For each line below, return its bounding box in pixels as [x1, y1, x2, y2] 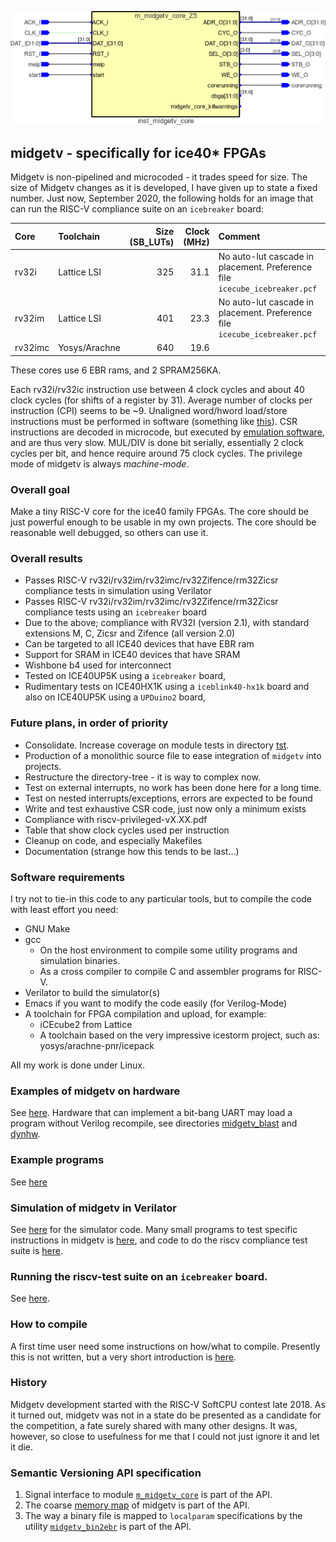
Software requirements [10, 870, 126, 884]
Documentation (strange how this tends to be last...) [24, 845, 240, 857]
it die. [10, 1441, 34, 1453]
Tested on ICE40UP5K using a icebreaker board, [24, 670, 227, 682]
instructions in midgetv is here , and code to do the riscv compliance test [10, 1234, 308, 1246]
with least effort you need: [10, 904, 119, 916]
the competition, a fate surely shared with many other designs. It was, [10, 1419, 298, 1431]
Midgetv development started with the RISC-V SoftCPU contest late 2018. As [10, 1398, 326, 1410]
